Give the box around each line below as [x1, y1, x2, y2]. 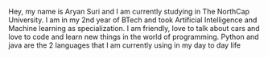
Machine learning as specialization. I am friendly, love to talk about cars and [8, 24, 260, 33]
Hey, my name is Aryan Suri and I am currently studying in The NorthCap [8, 7, 250, 16]
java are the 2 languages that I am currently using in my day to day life [8, 41, 241, 50]
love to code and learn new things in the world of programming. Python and [8, 32, 259, 41]
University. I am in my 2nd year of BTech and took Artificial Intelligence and [8, 15, 258, 25]
